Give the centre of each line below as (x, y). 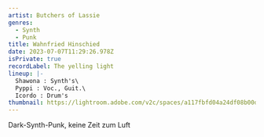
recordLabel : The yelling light (61, 67)
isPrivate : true (35, 59)
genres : (21, 23)
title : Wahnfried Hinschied (54, 45)
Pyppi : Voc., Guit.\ (51, 88)
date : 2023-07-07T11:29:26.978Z (61, 52)
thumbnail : (26, 103)
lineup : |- (26, 74)
